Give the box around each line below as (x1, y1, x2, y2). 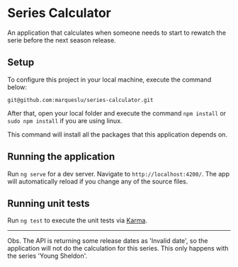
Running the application (7, 151, 115, 163)
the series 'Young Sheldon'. (7, 251, 88, 260)
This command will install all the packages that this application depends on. (7, 130, 228, 139)
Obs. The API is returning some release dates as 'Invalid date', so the (7, 237, 208, 245)
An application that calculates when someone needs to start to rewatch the (7, 28, 227, 37)
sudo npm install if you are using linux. (7, 116, 123, 125)
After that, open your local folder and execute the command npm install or (7, 108, 227, 118)
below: (7, 83, 27, 91)
